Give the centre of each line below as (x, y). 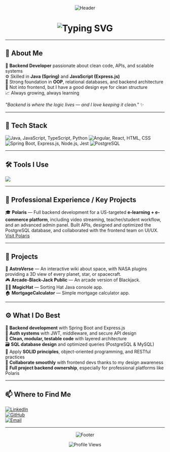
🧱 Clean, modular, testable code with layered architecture (66, 338)
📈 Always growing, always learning (42, 93)
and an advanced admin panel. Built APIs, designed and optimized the (78, 225)
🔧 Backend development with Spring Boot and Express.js (65, 328)
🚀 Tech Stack (26, 126)
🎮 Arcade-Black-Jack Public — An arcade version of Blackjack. (73, 280)
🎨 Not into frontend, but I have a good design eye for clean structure (76, 87)
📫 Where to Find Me (38, 394)
